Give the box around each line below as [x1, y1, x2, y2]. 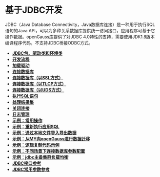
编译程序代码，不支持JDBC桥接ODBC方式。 [5, 40, 93, 45]
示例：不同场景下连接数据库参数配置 [12, 148, 85, 154]
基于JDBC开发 [5, 4, 62, 16]
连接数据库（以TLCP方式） [12, 81, 67, 87]
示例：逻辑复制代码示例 [12, 142, 60, 148]
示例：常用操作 [12, 117, 42, 123]
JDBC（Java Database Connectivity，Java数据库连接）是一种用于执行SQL [5, 22, 155, 27]
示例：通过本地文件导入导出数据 [12, 130, 77, 135]
